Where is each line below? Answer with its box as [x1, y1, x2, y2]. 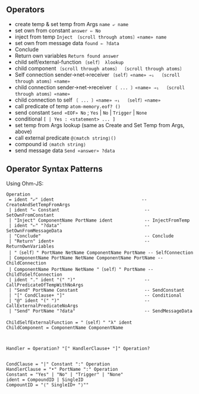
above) [14, 128, 33, 135]
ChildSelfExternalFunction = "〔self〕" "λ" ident [6, 319, 132, 326]
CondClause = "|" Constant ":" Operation [6, 361, 110, 367]
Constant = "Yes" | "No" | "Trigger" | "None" [6, 371, 124, 377]
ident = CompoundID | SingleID [6, 377, 84, 383]
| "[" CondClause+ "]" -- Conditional [8, 292, 182, 298]
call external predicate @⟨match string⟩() [14, 134, 116, 141]
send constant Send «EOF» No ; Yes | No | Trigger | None [14, 109, 147, 116]
